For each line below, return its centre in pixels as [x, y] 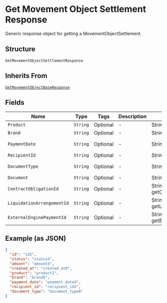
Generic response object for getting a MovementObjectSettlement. [73, 33]
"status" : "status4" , [32, 259]
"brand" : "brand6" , [30, 278]
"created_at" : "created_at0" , [41, 268]
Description [133, 116]
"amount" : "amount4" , [32, 264]
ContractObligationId [33, 189]
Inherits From [26, 76]
